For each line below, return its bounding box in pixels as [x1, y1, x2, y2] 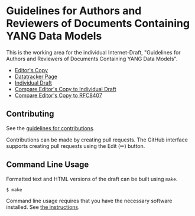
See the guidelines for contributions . [6, 124, 95, 131]
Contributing [6, 109, 54, 119]
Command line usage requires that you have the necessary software [6, 197, 173, 205]
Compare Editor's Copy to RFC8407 [14, 92, 102, 99]
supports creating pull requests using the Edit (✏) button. [6, 142, 145, 149]
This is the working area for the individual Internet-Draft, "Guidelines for [6, 49, 181, 56]
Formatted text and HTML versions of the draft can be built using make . [6, 175, 178, 182]
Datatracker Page [14, 73, 58, 80]
